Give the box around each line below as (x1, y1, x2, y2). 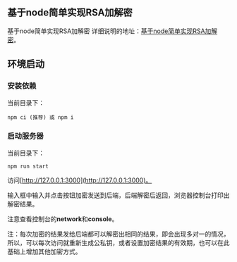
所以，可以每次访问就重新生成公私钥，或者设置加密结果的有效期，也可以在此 (7, 238, 230, 247)
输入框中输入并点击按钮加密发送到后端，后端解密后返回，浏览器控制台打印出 (7, 191, 230, 199)
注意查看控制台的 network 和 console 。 (7, 214, 119, 223)
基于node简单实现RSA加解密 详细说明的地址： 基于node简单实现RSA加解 (7, 27, 218, 35)
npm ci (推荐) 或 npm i (7, 113, 74, 121)
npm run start (7, 163, 49, 170)
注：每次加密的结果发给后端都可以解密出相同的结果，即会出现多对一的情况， (7, 230, 230, 238)
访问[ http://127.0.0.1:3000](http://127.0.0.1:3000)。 (7, 175, 152, 185)
